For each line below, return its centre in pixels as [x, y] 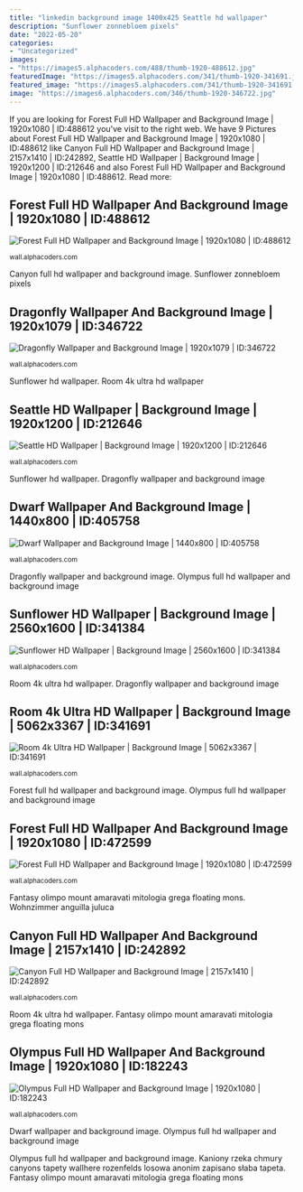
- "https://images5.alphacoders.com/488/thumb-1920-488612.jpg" [133, 69]
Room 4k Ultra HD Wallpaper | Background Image [150, 711]
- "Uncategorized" [44, 51]
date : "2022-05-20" [46, 34]
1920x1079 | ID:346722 [76, 326]
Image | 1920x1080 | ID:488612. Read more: [91, 176]
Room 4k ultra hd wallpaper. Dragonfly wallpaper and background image [144, 684]
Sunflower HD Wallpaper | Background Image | [143, 615]
